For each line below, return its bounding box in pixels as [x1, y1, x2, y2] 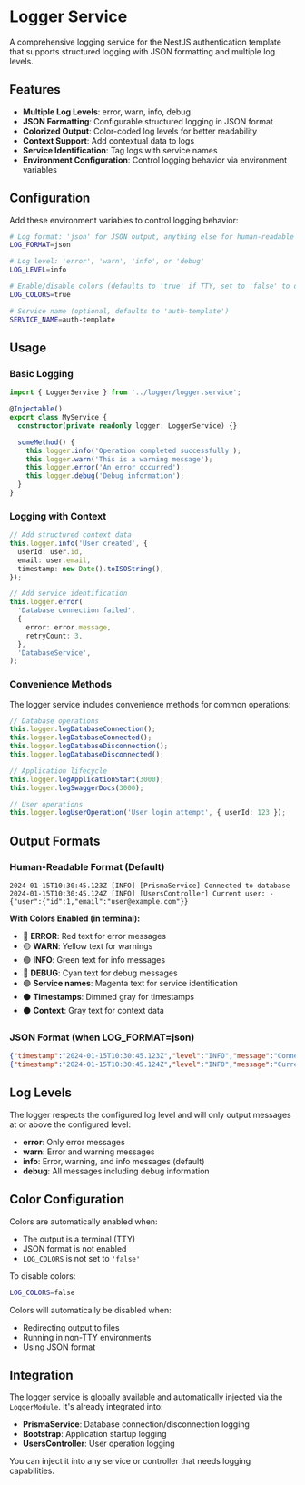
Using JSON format [22, 1341, 96, 1352]
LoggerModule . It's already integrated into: [9, 1401, 163, 1412]
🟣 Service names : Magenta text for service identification [22, 978, 239, 989]
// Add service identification [9, 589, 128, 599]
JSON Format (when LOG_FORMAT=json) [9, 1031, 195, 1044]
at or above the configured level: [9, 1119, 132, 1130]
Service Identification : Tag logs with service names [22, 144, 218, 155]
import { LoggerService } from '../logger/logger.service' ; [9, 388, 242, 397]
